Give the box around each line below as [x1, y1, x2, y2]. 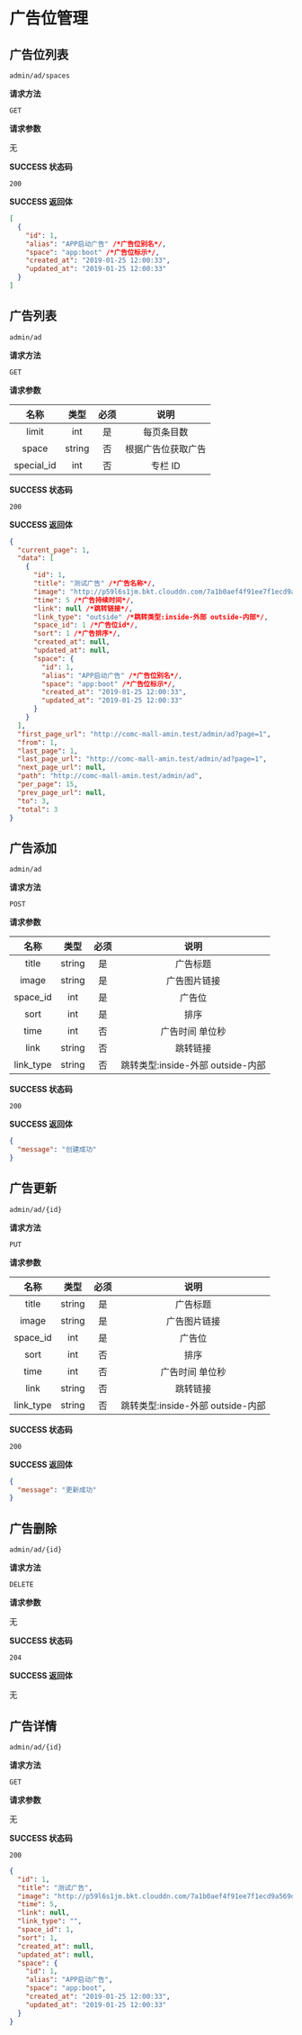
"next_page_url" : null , [17, 763, 106, 773]
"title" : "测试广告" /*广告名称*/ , [32, 579, 155, 588]
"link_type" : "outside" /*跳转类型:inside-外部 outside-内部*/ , [32, 612, 269, 621]
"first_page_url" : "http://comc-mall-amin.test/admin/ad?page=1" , [17, 729, 271, 738]
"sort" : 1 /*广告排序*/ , [32, 629, 121, 638]
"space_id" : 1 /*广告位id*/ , [32, 620, 139, 630]
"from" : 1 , [17, 737, 58, 747]
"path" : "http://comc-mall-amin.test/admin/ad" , [17, 772, 203, 781]
